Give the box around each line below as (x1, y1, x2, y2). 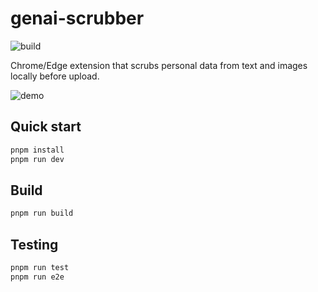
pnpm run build (10, 208, 74, 219)
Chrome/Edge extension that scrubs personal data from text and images (10, 59, 308, 71)
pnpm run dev (10, 154, 65, 164)
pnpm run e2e (10, 272, 65, 282)
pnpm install (10, 145, 65, 155)
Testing (10, 236, 59, 253)
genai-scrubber (10, 7, 145, 30)
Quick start (10, 118, 82, 136)
